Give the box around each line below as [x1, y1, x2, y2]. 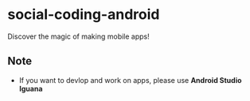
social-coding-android [7, 6, 160, 24]
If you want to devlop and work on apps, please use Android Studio [18, 75, 242, 84]
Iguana [18, 84, 43, 93]
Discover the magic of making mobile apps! [7, 32, 150, 41]
